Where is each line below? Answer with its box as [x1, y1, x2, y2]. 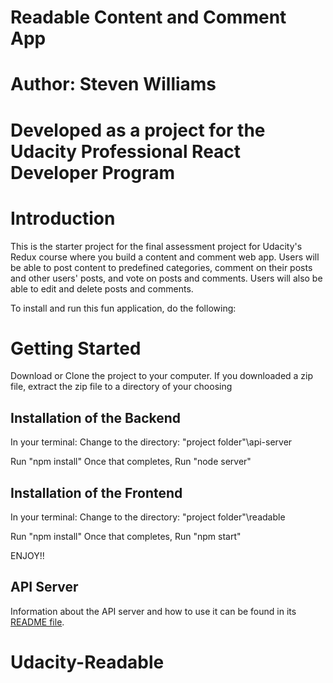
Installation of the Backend [10, 409, 182, 426]
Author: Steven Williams [10, 73, 217, 96]
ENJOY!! [10, 550, 45, 562]
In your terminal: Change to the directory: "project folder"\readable [10, 511, 286, 523]
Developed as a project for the [10, 119, 266, 141]
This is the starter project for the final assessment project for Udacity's [10, 240, 303, 252]
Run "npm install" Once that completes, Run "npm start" [10, 531, 242, 543]
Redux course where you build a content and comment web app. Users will [10, 251, 320, 263]
